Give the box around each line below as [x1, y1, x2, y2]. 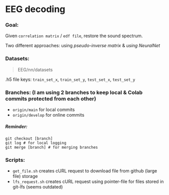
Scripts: [5, 156, 25, 163]
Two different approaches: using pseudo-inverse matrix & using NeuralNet [5, 43, 160, 49]
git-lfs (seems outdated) [12, 184, 63, 190]
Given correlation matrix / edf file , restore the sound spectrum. [5, 33, 143, 39]
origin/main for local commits [12, 107, 75, 113]
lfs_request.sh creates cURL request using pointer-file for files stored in [12, 178, 164, 184]
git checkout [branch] [5, 136, 53, 141]
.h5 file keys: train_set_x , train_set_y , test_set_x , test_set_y [5, 76, 135, 82]
